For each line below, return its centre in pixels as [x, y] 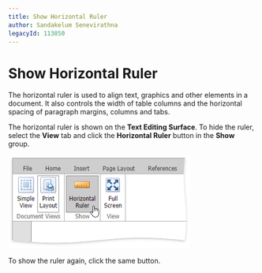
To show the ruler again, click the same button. [84, 261]
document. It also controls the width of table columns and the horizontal [125, 103]
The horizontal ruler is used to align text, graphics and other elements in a [128, 95]
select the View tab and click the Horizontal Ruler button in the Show [122, 136]
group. [19, 144]
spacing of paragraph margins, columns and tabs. [89, 112]
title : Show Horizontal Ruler [58, 17]
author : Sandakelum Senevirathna [63, 25]
